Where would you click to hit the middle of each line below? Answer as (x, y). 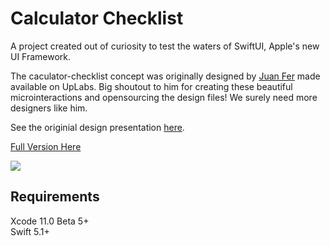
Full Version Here (46, 146)
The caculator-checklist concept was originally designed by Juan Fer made (165, 76)
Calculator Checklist (97, 18)
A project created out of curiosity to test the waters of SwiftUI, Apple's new (165, 46)
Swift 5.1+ (30, 231)
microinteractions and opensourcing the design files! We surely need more (164, 97)
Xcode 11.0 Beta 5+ (50, 221)
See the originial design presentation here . (97, 127)
